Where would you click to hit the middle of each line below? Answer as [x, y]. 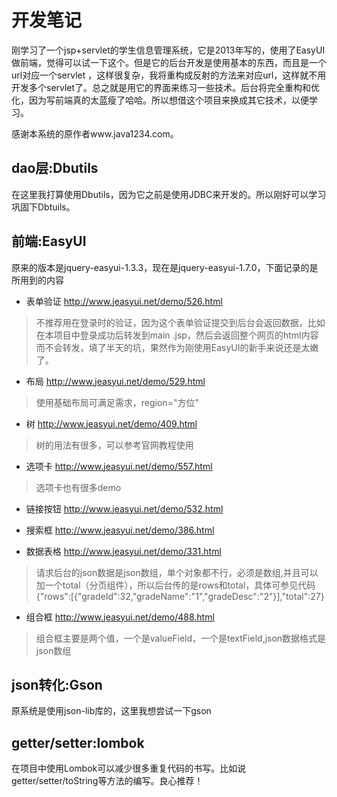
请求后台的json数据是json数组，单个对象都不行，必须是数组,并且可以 [177, 572]
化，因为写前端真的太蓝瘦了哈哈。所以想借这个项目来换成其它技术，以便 [160, 100]
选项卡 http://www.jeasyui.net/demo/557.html [119, 466]
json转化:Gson [57, 684]
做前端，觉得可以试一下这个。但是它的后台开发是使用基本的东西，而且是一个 [169, 62]
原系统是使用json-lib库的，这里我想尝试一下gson [111, 711]
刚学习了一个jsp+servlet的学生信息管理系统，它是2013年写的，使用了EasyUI [168, 50]
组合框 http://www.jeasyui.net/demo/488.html [120, 617]
